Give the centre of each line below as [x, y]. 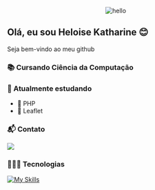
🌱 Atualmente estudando [50, 88]
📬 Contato [26, 129]
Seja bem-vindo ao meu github [51, 49]
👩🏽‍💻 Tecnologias [36, 164]
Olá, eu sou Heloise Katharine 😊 [78, 32]
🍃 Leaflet [30, 111]
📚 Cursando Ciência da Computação [71, 67]
